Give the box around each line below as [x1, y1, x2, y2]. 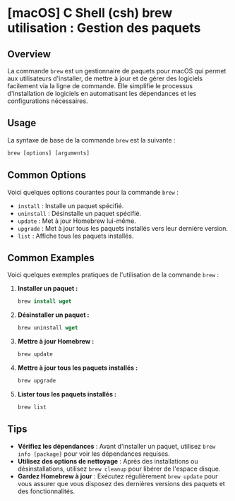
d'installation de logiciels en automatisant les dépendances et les [7, 90, 197, 97]
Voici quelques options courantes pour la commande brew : [7, 188, 179, 196]
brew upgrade [17, 377, 56, 384]
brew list [17, 404, 47, 411]
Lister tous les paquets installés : [17, 390, 117, 398]
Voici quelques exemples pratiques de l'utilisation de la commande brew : [7, 270, 219, 279]
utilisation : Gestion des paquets [7, 20, 201, 36]
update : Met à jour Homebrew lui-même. [17, 217, 136, 225]
